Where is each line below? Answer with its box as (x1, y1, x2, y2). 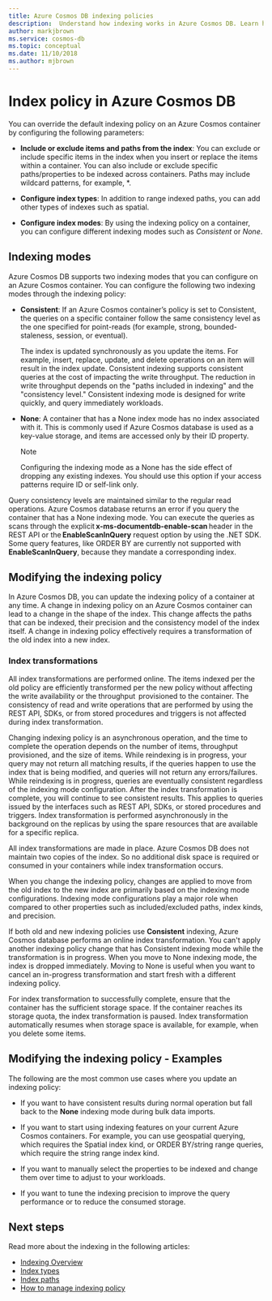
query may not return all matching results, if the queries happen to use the (8, 758, 257, 768)
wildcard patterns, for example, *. (19, 178, 132, 187)
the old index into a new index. (8, 635, 111, 645)
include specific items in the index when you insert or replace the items (19, 152, 258, 162)
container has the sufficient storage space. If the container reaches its (8, 1002, 243, 1012)
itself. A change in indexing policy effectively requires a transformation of (8, 627, 253, 636)
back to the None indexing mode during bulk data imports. (19, 1106, 216, 1116)
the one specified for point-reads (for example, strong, (19, 321, 202, 331)
